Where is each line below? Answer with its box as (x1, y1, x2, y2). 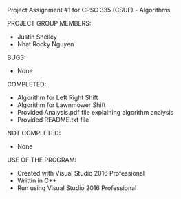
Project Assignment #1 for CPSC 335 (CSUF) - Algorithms (7, 6, 171, 14)
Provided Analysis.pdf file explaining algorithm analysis (17, 108, 174, 116)
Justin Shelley (17, 32, 57, 41)
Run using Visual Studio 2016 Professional (17, 184, 137, 192)
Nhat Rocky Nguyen (17, 40, 74, 48)
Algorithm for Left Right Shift (17, 93, 98, 102)
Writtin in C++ (17, 176, 57, 184)
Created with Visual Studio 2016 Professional (17, 169, 145, 177)
